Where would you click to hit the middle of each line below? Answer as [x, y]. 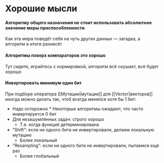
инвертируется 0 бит [34, 114]
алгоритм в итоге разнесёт [34, 44]
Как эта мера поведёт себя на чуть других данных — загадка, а [73, 39]
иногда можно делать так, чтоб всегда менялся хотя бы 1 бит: [71, 99]
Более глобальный [39, 156]
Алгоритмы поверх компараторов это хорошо [56, 55]
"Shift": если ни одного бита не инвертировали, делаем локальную [83, 129]
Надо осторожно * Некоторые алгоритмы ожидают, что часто [78, 109]
